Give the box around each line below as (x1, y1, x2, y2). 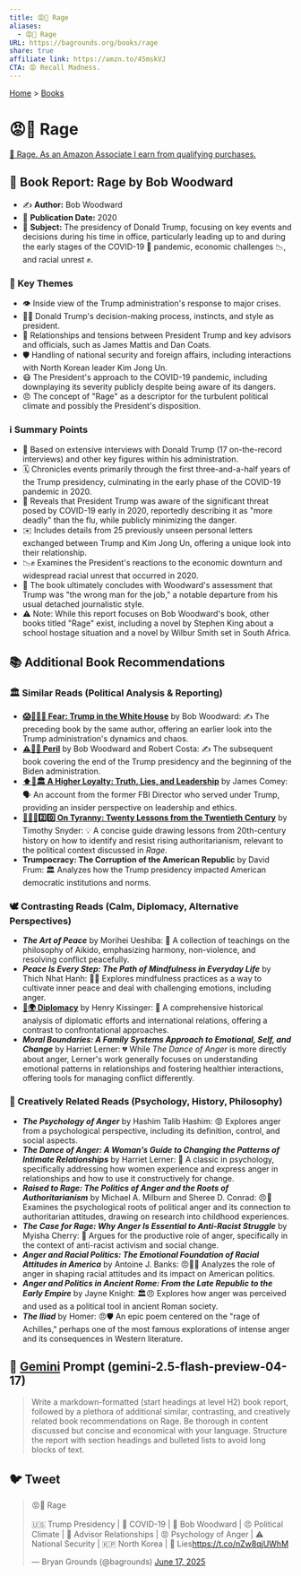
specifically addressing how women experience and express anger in (21, 1163, 279, 1174)
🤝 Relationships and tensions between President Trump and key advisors (21, 329, 292, 341)
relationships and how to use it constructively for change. (21, 1173, 235, 1183)
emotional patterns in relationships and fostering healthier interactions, (21, 1063, 284, 1074)
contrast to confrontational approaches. (21, 1025, 170, 1035)
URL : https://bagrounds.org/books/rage (9, 38, 159, 48)
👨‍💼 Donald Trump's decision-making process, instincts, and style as (21, 310, 275, 321)
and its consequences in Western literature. (21, 1333, 184, 1344)
